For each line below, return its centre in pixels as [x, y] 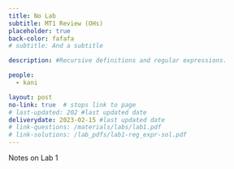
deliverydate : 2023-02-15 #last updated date [87, 120]
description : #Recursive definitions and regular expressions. [118, 61]
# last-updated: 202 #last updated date [78, 112]
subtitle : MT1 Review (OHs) [56, 23]
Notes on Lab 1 [33, 158]
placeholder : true [39, 31]
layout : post [30, 97]
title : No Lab [32, 16]
